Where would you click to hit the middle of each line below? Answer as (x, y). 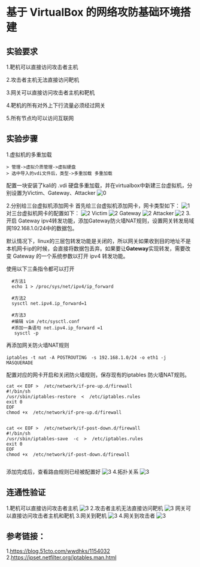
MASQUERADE (20, 363)
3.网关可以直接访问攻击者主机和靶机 (51, 93)
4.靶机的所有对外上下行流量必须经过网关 (56, 105)
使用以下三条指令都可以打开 (40, 269)
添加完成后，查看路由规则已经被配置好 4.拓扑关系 (72, 471)
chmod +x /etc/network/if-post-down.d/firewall (68, 455)
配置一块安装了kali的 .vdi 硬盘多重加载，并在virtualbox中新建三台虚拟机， (97, 185)
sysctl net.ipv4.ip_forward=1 (49, 303)
